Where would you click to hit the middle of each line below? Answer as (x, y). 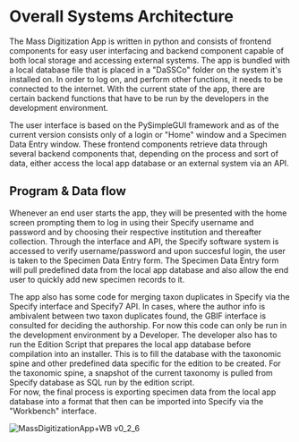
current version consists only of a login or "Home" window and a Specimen (148, 134)
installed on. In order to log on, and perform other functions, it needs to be (146, 79)
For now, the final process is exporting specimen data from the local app (143, 392)
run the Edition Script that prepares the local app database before (130, 344)
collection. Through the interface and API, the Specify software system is (144, 241)
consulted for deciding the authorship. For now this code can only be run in (148, 325)
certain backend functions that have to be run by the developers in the (139, 98)
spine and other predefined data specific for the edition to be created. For (145, 363)
